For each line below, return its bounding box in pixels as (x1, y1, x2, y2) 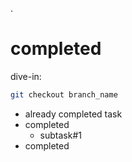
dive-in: (10, 70, 42, 82)
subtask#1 (39, 129, 82, 141)
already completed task (24, 108, 123, 120)
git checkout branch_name (10, 89, 118, 100)
